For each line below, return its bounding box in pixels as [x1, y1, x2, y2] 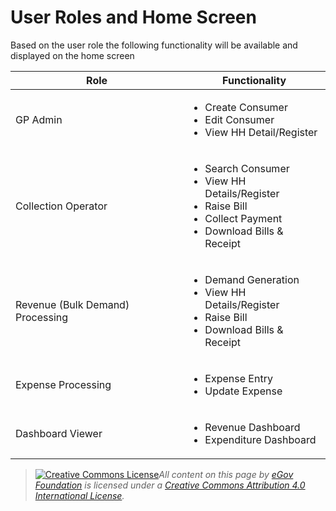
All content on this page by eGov [158, 468, 294, 480]
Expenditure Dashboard [204, 432, 317, 446]
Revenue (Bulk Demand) [15, 297, 130, 311]
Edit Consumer [204, 112, 275, 126]
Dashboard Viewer [15, 426, 103, 440]
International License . [34, 489, 125, 501]
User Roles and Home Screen [10, 6, 257, 29]
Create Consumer [204, 100, 288, 114]
